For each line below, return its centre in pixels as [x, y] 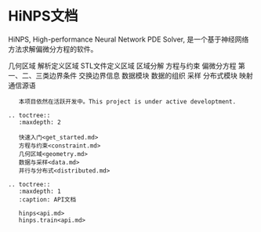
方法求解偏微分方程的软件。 [53, 49]
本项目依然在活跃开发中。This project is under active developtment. [127, 101]
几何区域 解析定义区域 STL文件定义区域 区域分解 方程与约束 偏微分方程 [122, 65]
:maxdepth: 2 [40, 122]
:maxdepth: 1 [40, 191]
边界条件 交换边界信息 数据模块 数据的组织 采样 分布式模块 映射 [151, 75]
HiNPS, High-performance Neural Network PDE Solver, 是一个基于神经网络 [129, 39]
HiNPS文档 [43, 16]
